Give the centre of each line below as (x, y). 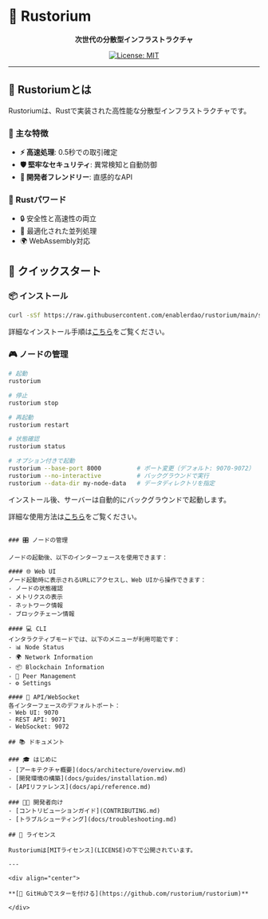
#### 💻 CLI (28, 629)
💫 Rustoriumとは (50, 90)
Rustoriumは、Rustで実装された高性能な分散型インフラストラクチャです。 (130, 110)
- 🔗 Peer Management (43, 676)
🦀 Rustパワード (37, 199)
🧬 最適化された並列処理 (58, 231)
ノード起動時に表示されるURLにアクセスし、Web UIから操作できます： (107, 580)
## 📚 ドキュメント (37, 742)
